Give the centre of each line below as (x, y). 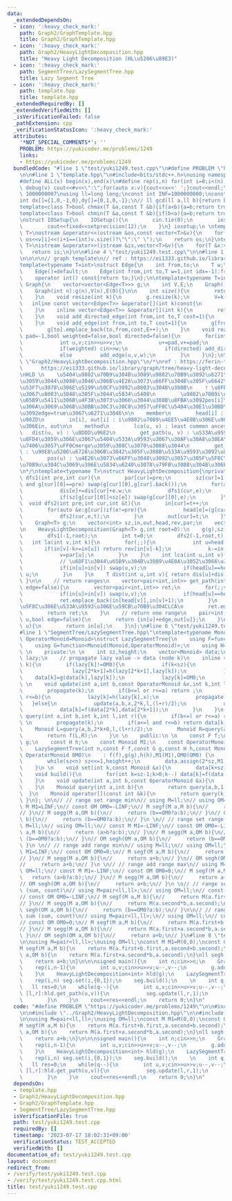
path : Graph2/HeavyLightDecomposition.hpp (81, 53)
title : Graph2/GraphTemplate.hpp (68, 40)
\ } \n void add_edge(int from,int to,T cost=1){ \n (103, 323)
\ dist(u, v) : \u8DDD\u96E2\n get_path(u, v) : (105, 433)
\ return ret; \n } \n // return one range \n (103, 613)
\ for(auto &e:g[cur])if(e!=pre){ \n (83, 510)
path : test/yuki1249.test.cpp (57, 1123)
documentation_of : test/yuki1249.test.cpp (69, 1155)
